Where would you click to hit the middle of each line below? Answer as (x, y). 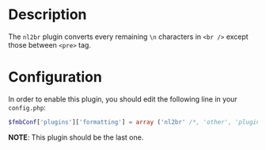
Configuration (55, 77)
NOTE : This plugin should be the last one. (76, 137)
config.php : (27, 107)
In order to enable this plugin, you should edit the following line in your (123, 99)
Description (47, 15)
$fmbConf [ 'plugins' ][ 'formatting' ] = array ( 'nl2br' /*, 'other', (120, 122)
